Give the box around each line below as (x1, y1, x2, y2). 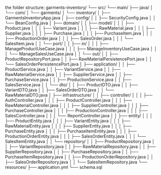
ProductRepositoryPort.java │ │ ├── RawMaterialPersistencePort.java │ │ (5, 56, 152, 62)
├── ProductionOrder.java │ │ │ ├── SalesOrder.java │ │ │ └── (5, 35, 134, 41)
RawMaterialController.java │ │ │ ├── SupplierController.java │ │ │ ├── (5, 102, 148, 108)
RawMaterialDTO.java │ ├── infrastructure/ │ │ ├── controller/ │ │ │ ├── (5, 92, 153, 98)
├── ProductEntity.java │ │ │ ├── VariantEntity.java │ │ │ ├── (5, 118, 131, 124)
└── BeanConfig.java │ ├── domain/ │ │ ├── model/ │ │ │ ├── (5, 20, 134, 26)
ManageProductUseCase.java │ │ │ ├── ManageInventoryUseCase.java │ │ (5, 46, 157, 51)
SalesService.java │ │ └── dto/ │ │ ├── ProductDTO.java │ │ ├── (5, 82, 138, 87)
